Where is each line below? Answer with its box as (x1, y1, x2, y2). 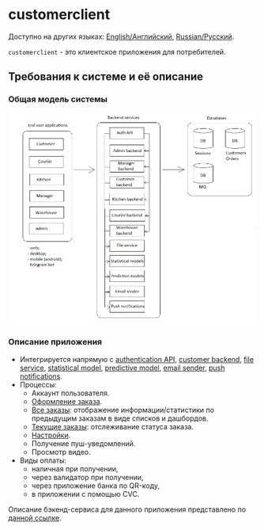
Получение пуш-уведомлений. (31, 438, 136, 448)
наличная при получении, (31, 463, 119, 473)
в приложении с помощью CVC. (31, 489, 140, 498)
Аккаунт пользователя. (31, 388, 110, 398)
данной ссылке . (8, 513, 62, 522)
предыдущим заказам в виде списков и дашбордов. (31, 414, 209, 423)
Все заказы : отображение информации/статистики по (31, 405, 215, 414)
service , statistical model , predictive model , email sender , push (19, 363, 225, 372)
